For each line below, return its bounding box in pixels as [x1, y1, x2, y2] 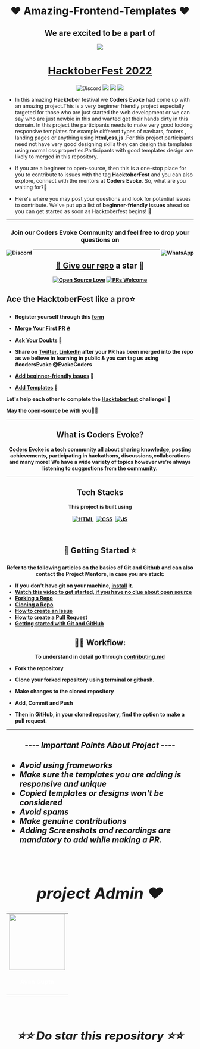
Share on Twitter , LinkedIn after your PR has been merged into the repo [14, 348, 193, 355]
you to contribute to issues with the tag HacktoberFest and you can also [14, 171, 193, 178]
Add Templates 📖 [14, 384, 58, 391]
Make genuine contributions [19, 816, 127, 826]
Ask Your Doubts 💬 [14, 337, 62, 344]
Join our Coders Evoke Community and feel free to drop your [10, 228, 190, 236]
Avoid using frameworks [19, 760, 113, 770]
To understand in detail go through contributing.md [35, 653, 165, 661]
